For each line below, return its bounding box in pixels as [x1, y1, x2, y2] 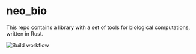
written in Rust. [6, 30, 44, 37]
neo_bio [6, 4, 47, 18]
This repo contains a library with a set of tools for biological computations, [6, 24, 191, 31]
